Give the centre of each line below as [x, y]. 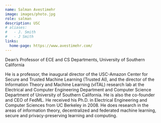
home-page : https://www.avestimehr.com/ [51, 46]
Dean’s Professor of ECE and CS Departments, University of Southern [75, 59]
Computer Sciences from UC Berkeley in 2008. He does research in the [77, 105]
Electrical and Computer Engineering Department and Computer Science [78, 89]
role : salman [18, 18]
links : [12, 41]
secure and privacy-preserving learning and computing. [61, 115]
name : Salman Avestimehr [30, 9]
